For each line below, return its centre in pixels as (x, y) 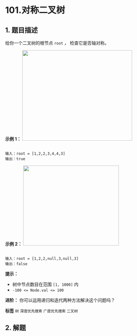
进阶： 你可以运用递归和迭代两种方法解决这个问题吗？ (60, 300)
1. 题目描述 (22, 30)
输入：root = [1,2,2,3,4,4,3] (35, 154)
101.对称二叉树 (35, 10)
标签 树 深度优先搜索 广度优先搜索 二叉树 (42, 311)
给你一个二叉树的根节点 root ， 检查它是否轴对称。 (57, 43)
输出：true (15, 159)
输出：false (16, 264)
